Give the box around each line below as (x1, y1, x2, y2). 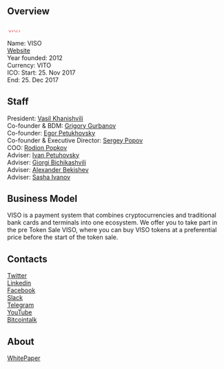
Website (7, 46, 31, 55)
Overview (7, 6, 50, 17)
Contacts (7, 253, 48, 265)
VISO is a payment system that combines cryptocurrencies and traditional (7, 211, 217, 220)
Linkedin (7, 279, 32, 287)
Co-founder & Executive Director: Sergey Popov (7, 136, 143, 144)
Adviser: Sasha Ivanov (7, 173, 71, 181)
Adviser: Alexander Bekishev (7, 165, 89, 173)
